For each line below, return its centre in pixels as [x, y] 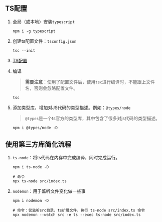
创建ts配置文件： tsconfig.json [44, 41]
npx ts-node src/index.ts [39, 181]
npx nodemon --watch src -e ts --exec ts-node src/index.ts [76, 214]
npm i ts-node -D [31, 167]
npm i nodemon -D [31, 200]
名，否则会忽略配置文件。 [51, 88]
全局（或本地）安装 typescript [44, 22]
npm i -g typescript [34, 31]
